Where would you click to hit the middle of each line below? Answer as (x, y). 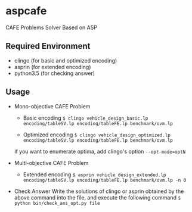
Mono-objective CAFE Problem (52, 106)
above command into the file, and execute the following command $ (97, 197)
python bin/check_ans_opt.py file (57, 203)
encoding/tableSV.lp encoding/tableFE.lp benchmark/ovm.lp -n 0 (105, 180)
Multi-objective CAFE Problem (51, 163)
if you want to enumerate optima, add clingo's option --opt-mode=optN (100, 151)
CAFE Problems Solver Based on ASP (52, 27)
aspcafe (26, 11)
